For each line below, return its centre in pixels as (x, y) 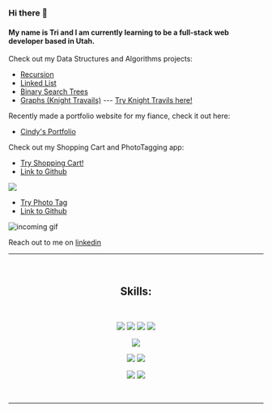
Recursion (37, 74)
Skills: (136, 291)
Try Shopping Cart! (52, 163)
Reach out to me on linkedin (55, 243)
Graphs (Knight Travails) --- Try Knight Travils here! (106, 100)
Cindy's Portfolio (48, 132)
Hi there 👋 (28, 13)
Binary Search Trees (54, 91)
